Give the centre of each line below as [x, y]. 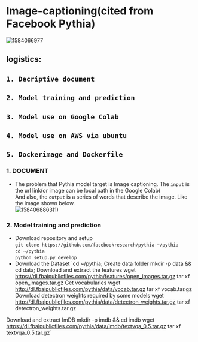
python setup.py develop [46, 257]
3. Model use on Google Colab [63, 117]
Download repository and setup [54, 238]
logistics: [24, 59]
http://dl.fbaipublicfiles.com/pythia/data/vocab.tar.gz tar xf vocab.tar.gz [103, 289]
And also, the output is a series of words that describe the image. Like [101, 197]
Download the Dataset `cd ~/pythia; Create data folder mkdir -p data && [103, 263]
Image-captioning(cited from [80, 11]
